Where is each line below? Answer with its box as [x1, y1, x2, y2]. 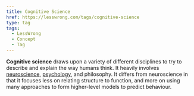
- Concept [11, 36, 36, 42]
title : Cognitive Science [6, 8, 70, 15]
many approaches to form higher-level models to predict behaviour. [6, 83, 172, 90]
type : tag [6, 20, 31, 25]
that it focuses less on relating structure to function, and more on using [6, 76, 180, 84]
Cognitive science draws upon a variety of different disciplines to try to [6, 57, 182, 65]
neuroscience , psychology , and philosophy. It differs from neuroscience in [6, 71, 189, 78]
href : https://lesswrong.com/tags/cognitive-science [6, 14, 140, 20]
